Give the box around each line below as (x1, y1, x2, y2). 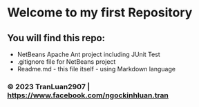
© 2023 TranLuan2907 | (7, 82, 91, 91)
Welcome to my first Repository (7, 5, 193, 21)
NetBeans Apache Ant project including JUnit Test (17, 50, 160, 58)
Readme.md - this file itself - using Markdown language (17, 65, 176, 73)
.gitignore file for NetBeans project (17, 58, 116, 66)
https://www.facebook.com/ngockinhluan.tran (7, 91, 169, 100)
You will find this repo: (7, 32, 106, 44)
